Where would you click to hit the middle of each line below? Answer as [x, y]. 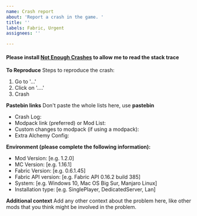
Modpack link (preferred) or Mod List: [60, 123]
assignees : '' [24, 33]
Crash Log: [28, 117]
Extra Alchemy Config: [42, 136]
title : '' [18, 22]
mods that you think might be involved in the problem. [71, 207]
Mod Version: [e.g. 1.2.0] [44, 158]
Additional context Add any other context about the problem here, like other [98, 201]
